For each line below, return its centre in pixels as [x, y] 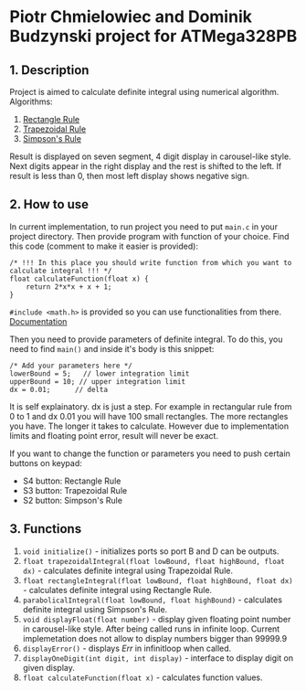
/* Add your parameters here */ [71, 366]
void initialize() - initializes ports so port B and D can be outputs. [151, 551]
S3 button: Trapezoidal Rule [75, 490]
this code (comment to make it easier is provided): [104, 246]
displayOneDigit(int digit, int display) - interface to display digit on [158, 658]
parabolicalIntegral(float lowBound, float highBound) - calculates [153, 600]
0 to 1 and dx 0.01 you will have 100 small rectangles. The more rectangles [149, 416]
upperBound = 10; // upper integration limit [97, 381]
